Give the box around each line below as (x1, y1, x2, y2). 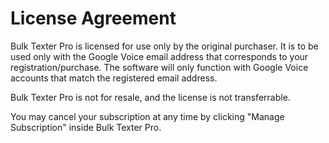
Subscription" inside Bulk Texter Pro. (10, 121, 162, 133)
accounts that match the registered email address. (10, 72, 218, 84)
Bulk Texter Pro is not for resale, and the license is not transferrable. (10, 91, 291, 103)
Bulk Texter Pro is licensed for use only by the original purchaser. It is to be (10, 40, 319, 52)
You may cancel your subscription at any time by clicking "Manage (10, 110, 285, 122)
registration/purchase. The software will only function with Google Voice (10, 61, 309, 73)
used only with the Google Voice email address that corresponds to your (10, 50, 309, 62)
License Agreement (10, 7, 177, 30)
